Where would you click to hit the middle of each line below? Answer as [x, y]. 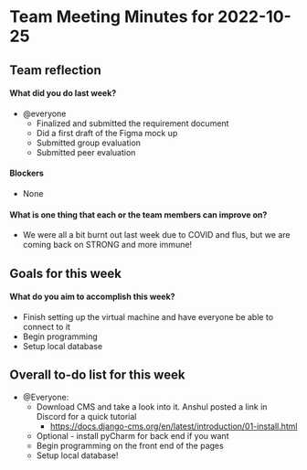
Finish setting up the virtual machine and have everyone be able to [148, 316]
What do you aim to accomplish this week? [92, 297]
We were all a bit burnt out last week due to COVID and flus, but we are [156, 235]
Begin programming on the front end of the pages [130, 445]
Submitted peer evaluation [86, 152]
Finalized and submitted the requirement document [132, 123]
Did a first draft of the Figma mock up [107, 133]
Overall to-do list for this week [97, 375]
